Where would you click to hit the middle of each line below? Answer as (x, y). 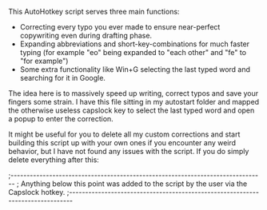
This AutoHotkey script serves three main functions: (94, 12)
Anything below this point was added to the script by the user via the (134, 184)
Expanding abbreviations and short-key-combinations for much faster (135, 44)
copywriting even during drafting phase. (86, 36)
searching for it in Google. (63, 78)
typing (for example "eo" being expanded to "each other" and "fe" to (133, 52)
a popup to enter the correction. (61, 119)
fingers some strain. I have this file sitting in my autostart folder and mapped (134, 102)
